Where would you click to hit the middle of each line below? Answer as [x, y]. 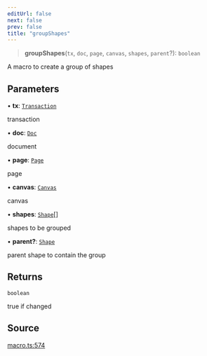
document [22, 146]
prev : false [25, 27]
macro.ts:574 [26, 345]
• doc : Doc [22, 133]
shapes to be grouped [39, 228]
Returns [25, 277]
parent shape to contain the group [57, 255]
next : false [25, 20]
